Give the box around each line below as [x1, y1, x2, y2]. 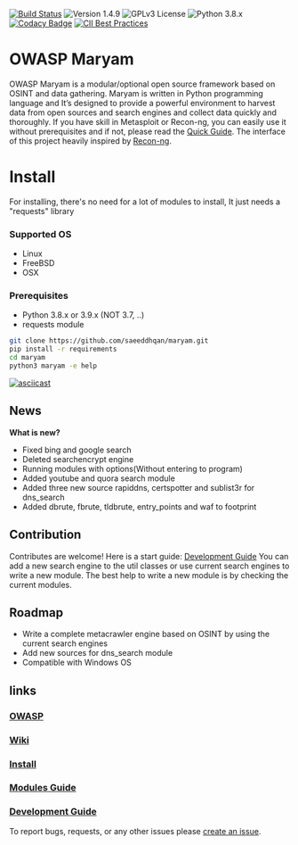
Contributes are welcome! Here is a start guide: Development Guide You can [9, 551, 289, 561]
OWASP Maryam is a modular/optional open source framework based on [9, 79, 276, 89]
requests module [21, 319, 85, 330]
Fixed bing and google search [21, 444, 132, 455]
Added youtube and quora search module [21, 473, 175, 484]
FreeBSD [21, 258, 55, 269]
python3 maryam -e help [9, 361, 98, 370]
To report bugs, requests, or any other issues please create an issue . [9, 825, 262, 836]
